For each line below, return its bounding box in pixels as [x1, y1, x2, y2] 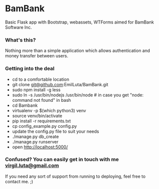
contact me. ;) [5, 178, 33, 184]
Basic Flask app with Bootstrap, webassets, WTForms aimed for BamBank [5, 19, 154, 25]
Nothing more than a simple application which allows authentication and [5, 47, 150, 54]
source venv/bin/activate [12, 113, 63, 118]
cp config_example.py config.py [12, 123, 77, 129]
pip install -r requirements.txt [12, 118, 71, 124]
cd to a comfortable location [12, 76, 69, 82]
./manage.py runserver [12, 139, 59, 144]
